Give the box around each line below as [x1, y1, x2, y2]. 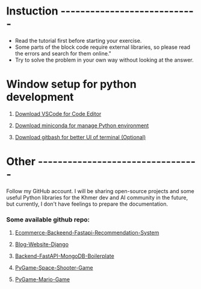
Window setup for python [6, 77, 137, 91]
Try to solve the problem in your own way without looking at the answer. [14, 56, 194, 63]
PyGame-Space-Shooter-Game [14, 264, 93, 272]
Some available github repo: [6, 215, 90, 224]
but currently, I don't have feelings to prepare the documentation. [6, 200, 169, 208]
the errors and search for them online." [14, 49, 111, 57]
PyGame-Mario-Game [14, 276, 70, 283]
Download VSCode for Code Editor [14, 110, 102, 117]
